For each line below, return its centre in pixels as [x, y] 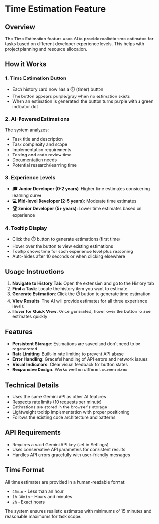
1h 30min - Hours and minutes [42, 496]
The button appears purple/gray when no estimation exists [71, 96]
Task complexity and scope [40, 144]
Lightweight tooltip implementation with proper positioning [71, 412]
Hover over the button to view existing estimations [62, 246]
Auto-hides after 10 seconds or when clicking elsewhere [69, 256]
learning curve [27, 195]
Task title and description [38, 139]
